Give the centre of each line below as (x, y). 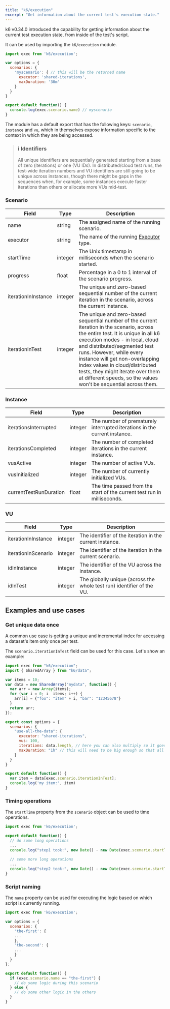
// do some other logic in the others (55, 992)
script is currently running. (33, 903)
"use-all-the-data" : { (38, 731)
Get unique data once (32, 625)
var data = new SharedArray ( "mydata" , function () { (61, 685)
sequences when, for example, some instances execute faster (82, 182)
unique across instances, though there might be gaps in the (80, 176)
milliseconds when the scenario (116, 257)
